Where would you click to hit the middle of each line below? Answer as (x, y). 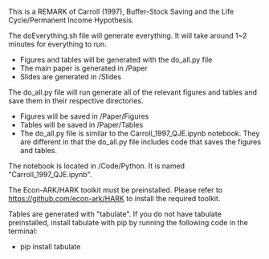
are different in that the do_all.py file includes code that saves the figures (141, 142)
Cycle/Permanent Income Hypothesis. (71, 20)
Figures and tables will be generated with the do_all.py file (116, 60)
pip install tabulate (50, 247)
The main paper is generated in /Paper (84, 68)
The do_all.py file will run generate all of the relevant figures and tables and (133, 92)
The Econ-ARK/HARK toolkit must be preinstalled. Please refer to (116, 190)
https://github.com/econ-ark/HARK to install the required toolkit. (114, 198)
